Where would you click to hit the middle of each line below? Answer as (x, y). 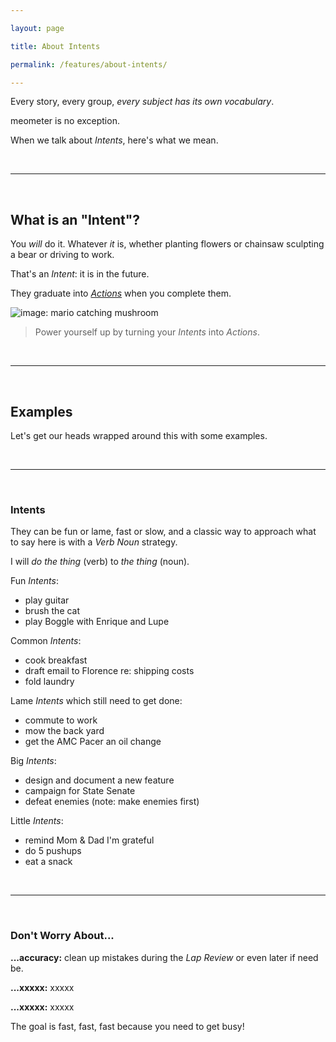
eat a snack (48, 862)
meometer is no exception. (65, 121)
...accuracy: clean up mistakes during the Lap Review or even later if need (164, 957)
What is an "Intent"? (75, 219)
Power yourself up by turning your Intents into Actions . (147, 332)
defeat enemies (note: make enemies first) (112, 802)
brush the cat (52, 611)
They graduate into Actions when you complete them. (121, 293)
